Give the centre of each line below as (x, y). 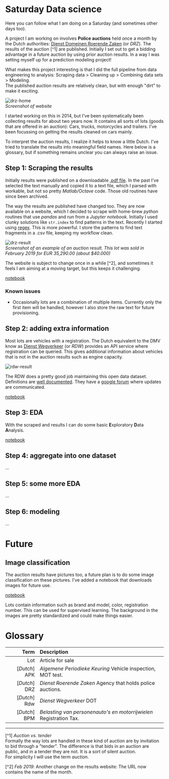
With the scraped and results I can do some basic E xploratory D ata (75, 424)
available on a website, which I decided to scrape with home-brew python (82, 211)
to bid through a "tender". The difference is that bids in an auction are (77, 746)
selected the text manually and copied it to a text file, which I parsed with (81, 185)
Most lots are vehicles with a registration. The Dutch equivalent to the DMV (83, 340)
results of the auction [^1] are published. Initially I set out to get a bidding (80, 49)
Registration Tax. (59, 719)
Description (54, 652)
